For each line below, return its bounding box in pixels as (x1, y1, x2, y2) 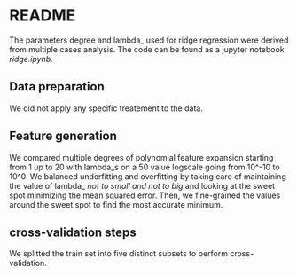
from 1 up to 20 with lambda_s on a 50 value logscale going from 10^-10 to (9, 161, 281, 172)
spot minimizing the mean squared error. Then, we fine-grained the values (9, 190, 281, 200)
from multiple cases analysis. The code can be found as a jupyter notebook (9, 43, 285, 54)
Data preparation (9, 79, 105, 94)
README (9, 5, 76, 26)
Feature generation (9, 129, 118, 144)
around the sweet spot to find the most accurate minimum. (9, 199, 223, 209)
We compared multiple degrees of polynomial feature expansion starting (9, 152, 274, 162)
